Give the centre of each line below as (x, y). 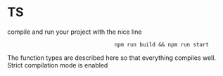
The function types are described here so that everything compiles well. (112, 58)
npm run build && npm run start (162, 44)
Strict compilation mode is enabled (58, 65)
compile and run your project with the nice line (75, 32)
